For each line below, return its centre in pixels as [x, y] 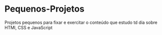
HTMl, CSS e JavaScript [29, 27]
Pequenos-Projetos [44, 9]
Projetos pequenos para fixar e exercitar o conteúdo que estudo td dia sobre [81, 22]
